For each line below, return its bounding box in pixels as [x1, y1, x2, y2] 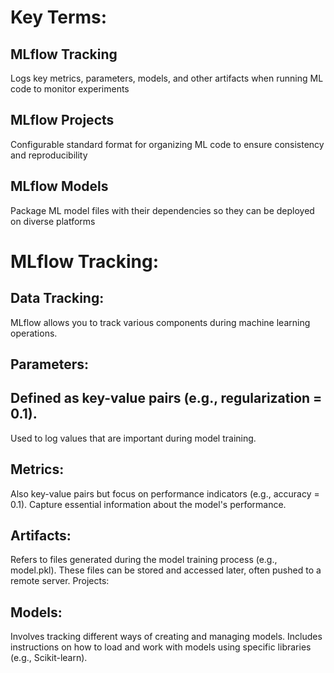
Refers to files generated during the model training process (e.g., [10, 554, 278, 566]
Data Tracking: [10, 290, 105, 307]
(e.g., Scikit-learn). [10, 652, 88, 664]
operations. [10, 327, 58, 339]
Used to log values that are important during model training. [10, 432, 257, 444]
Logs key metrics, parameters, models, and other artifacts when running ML [10, 72, 324, 84]
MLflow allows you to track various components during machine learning [10, 316, 311, 328]
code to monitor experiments [10, 83, 130, 95]
